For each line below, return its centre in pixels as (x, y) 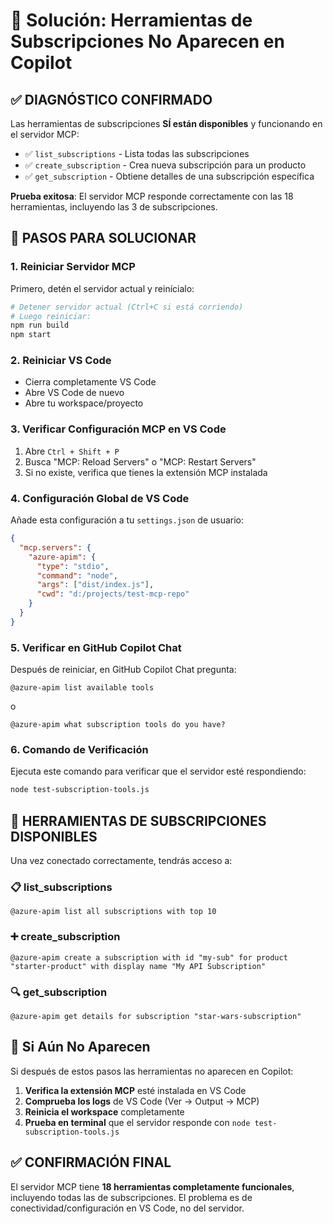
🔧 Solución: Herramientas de (131, 20)
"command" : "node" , (77, 575)
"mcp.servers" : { (55, 547)
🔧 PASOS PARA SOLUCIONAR (103, 238)
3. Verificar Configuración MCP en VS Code (118, 429)
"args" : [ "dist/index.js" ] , (95, 585)
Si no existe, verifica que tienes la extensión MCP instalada (146, 472)
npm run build (40, 325)
